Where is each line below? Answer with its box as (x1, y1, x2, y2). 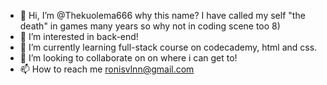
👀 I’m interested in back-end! (19, 31, 139, 42)
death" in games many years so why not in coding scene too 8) (19, 20, 281, 32)
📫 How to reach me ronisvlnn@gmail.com (19, 63, 195, 75)
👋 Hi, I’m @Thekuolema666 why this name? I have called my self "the (19, 10, 306, 21)
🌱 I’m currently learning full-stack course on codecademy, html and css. (19, 41, 318, 53)
